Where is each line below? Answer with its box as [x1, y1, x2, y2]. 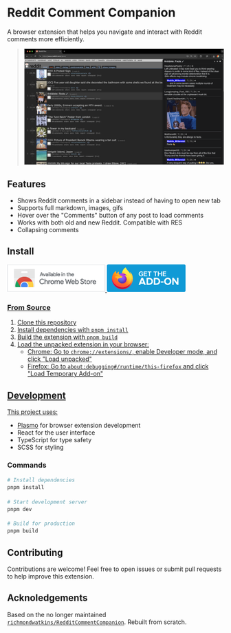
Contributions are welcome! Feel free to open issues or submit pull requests [7, 565, 222, 573]
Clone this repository [16, 318, 77, 326]
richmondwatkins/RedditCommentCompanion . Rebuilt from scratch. [7, 618, 187, 626]
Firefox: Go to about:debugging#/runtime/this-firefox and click [27, 362, 209, 371]
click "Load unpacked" [27, 355, 93, 363]
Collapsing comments [16, 226, 79, 234]
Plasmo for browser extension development [16, 421, 141, 429]
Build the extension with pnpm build [16, 333, 118, 342]
